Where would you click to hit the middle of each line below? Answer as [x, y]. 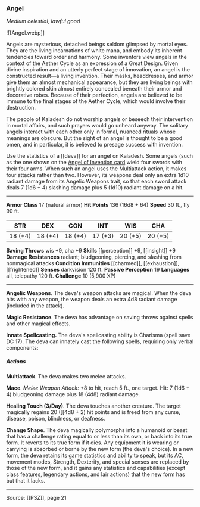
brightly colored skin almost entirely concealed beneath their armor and [94, 89]
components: [22, 348]
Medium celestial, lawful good [43, 21]
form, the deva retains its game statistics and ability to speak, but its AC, [95, 455]
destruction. [21, 108]
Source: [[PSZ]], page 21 [36, 498]
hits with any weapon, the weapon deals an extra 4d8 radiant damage [92, 300]
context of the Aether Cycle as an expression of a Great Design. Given [92, 63]
